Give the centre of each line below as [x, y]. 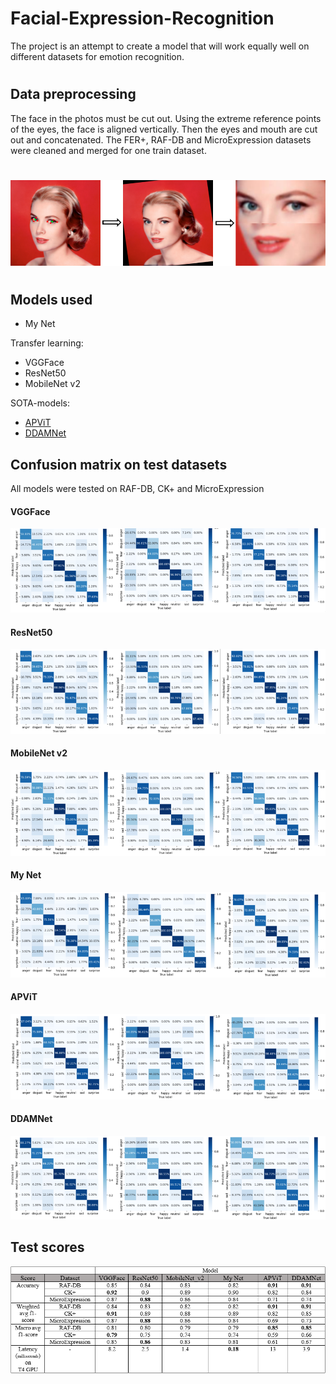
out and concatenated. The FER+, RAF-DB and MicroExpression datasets [161, 139]
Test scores [47, 1247]
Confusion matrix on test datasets [119, 464]
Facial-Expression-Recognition [142, 18]
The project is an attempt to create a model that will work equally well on [160, 46]
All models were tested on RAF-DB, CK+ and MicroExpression [137, 489]
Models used [51, 299]
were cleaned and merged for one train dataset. [108, 150]
